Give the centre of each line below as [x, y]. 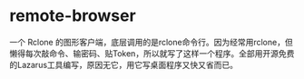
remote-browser [73, 16]
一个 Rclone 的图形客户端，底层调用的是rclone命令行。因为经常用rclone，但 [151, 42]
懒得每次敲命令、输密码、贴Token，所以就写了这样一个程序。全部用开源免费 [152, 53]
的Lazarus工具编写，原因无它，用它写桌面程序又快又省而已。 [124, 64]
